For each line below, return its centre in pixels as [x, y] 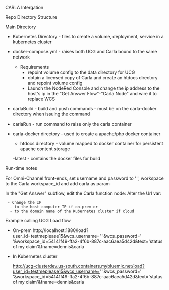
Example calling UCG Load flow [38, 221]
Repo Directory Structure [31, 17]
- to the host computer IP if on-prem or [54, 207]
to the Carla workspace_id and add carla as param [58, 183]
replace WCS [41, 99]
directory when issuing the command [51, 114]
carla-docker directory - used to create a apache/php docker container [87, 134]
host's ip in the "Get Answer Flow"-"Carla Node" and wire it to [92, 94]
